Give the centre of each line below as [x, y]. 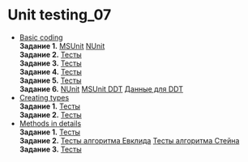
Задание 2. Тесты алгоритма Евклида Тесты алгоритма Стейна [129, 140]
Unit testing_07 [60, 15]
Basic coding [41, 37]
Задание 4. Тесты [51, 71]
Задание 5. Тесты [50, 80]
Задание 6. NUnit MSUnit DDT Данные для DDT [101, 89]
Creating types [44, 97]
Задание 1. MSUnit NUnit [62, 45]
